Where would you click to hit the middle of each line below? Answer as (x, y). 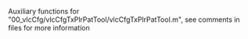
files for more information (49, 28)
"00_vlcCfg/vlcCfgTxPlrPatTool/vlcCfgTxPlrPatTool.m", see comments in (124, 19)
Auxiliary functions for (44, 11)
